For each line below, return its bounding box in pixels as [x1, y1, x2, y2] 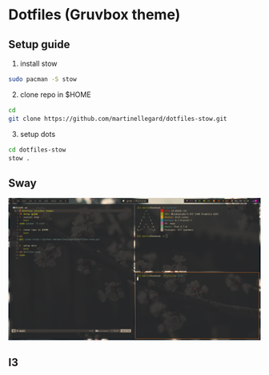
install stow [19, 58, 58, 68]
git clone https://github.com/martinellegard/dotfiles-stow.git [8, 115, 227, 123]
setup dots [19, 129, 56, 139]
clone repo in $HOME [19, 90, 91, 99]
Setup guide [8, 38, 70, 51]
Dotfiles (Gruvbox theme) [8, 6, 181, 24]
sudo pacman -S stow [8, 75, 78, 83]
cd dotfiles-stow [8, 146, 66, 154]
